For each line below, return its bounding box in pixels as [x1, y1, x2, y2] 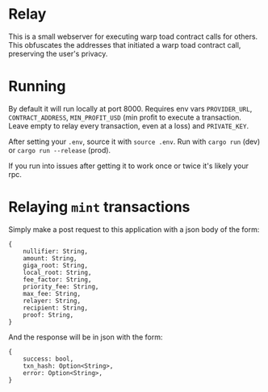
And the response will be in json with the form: [8, 332, 163, 342]
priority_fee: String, [23, 282, 99, 291]
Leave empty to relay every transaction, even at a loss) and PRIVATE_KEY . [8, 120, 249, 130]
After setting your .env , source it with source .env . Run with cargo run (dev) [8, 137, 261, 146]
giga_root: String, [23, 261, 89, 269]
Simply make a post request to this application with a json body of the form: [8, 224, 260, 234]
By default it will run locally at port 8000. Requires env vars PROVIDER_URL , [8, 103, 253, 113]
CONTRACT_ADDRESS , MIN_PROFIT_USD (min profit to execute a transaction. [8, 112, 242, 122]
